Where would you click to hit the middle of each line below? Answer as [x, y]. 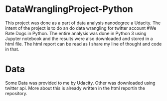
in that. [12, 49]
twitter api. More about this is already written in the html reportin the [75, 88]
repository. [16, 93]
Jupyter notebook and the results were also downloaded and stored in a [79, 39]
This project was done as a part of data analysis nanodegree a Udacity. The [83, 23]
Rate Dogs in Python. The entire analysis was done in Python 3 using [76, 33]
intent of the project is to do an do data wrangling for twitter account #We [81, 28]
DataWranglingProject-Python [69, 9]
